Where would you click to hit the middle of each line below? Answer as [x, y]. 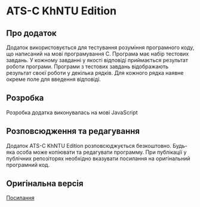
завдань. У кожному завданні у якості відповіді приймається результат [97, 60]
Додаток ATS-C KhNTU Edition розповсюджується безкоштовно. [89, 145]
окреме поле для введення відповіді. [54, 79]
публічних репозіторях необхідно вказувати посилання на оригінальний [98, 158]
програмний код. [28, 165]
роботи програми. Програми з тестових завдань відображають [87, 66]
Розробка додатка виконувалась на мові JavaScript [72, 112]
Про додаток [31, 33]
